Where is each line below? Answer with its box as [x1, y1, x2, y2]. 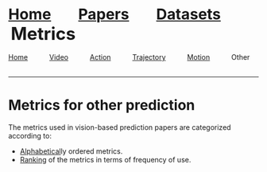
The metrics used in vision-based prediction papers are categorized [8, 122, 232, 132]
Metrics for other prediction [8, 96, 195, 114]
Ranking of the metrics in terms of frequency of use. [19, 154, 192, 164]
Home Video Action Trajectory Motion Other [8, 52, 250, 61]
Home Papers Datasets [8, 5, 221, 24]
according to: [8, 131, 52, 140]
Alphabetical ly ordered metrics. [19, 146, 123, 156]
